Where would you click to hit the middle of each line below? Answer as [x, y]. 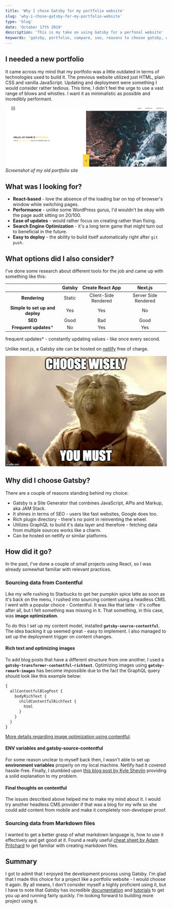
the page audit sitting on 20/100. [47, 215]
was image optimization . [32, 616]
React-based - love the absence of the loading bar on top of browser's [88, 199]
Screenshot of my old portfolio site [42, 170]
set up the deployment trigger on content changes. [59, 636]
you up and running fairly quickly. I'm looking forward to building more [79, 896]
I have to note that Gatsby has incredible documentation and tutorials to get [85, 890]
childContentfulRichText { [48, 701]
